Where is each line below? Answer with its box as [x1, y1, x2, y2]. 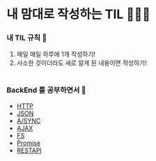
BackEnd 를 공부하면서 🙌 [6, 85, 86, 95]
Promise [16, 139, 41, 147]
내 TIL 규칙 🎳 [6, 33, 47, 43]
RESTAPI [16, 146, 42, 154]
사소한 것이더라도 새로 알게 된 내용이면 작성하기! [16, 59, 147, 67]
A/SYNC [16, 116, 41, 125]
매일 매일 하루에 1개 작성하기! [16, 50, 95, 59]
